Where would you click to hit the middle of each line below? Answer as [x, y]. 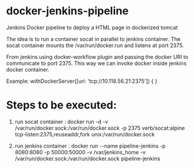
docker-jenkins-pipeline [67, 11]
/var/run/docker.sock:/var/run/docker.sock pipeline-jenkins [87, 158]
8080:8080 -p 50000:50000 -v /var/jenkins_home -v [80, 152]
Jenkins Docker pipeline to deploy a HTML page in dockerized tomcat [92, 27]
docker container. [28, 69]
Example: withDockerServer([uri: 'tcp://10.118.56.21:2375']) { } [82, 81]
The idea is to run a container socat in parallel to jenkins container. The [93, 39]
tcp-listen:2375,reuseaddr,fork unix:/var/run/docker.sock [85, 134]
